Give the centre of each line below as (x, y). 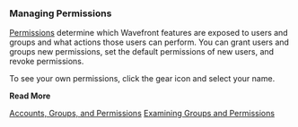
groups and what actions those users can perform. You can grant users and (149, 42)
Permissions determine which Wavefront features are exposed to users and (149, 33)
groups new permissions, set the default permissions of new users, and (142, 52)
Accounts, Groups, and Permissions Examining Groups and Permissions (142, 114)
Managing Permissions (61, 13)
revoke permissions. (47, 62)
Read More (30, 96)
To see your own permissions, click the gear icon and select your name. (142, 79)
